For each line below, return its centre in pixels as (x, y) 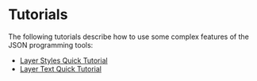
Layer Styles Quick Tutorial (64, 60)
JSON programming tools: (51, 44)
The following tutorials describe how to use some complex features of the (129, 37)
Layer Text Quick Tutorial (60, 68)
